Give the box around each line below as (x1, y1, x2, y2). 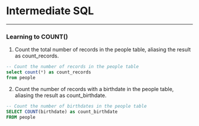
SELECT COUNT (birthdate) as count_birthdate (6, 108, 118, 115)
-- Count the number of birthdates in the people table (6, 103, 147, 109)
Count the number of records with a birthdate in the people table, (14, 85, 174, 92)
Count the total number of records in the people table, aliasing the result (14, 46, 191, 53)
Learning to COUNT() (6, 33, 68, 41)
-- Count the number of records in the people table (6, 64, 139, 70)
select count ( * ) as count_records (6, 69, 92, 75)
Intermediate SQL (6, 4, 94, 18)
